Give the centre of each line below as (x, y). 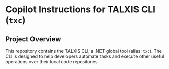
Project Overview (33, 39)
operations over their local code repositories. (52, 62)
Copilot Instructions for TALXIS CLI (80, 9)
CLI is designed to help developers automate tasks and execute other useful (85, 56)
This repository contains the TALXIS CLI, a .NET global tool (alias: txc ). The (84, 51)
